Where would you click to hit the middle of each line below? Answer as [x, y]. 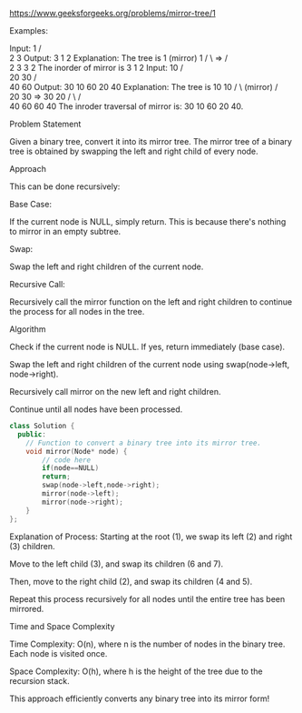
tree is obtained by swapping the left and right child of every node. [134, 151]
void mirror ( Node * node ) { [77, 451]
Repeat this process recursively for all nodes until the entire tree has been [147, 598]
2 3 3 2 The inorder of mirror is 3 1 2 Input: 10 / [97, 68]
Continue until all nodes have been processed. [96, 409]
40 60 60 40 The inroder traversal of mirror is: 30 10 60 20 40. [127, 106]
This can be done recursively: [65, 186]
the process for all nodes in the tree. [77, 311]
